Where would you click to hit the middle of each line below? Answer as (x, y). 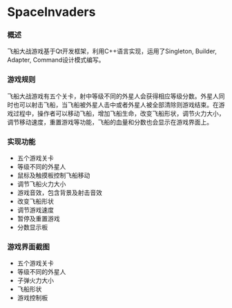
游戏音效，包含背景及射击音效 (59, 193)
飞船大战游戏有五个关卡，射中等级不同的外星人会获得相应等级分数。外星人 (113, 96)
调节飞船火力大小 (41, 184)
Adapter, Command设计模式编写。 (56, 60)
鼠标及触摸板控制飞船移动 (54, 175)
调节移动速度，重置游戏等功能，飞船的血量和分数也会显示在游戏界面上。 (110, 122)
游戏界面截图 (29, 247)
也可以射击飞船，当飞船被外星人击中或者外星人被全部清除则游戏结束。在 (116, 105)
